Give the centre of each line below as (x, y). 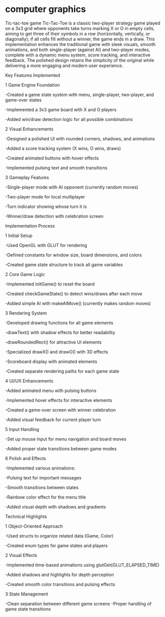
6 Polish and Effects (26, 458)
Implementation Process (30, 225)
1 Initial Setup (19, 235)
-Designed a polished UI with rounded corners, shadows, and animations (80, 138)
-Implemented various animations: (40, 468)
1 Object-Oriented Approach (34, 526)
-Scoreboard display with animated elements (51, 361)
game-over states (23, 100)
